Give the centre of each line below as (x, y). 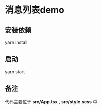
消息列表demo (35, 10)
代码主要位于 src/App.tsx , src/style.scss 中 (51, 102)
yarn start (15, 72)
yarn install (16, 42)
